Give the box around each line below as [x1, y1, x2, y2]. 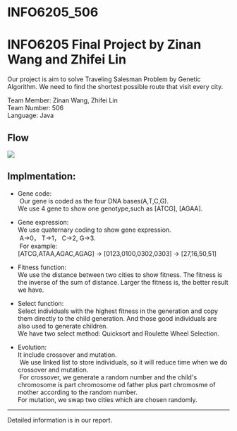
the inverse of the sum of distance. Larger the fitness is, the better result [17, 278, 229, 286]
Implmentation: [7, 170, 76, 182]
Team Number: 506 [7, 104, 64, 112]
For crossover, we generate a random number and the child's [19, 372, 197, 382]
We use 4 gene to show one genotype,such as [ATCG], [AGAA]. [17, 204, 203, 213]
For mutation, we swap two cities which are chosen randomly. [17, 395, 197, 403]
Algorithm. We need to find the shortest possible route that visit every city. [7, 83, 224, 91]
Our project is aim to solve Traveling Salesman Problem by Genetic [7, 75, 201, 83]
